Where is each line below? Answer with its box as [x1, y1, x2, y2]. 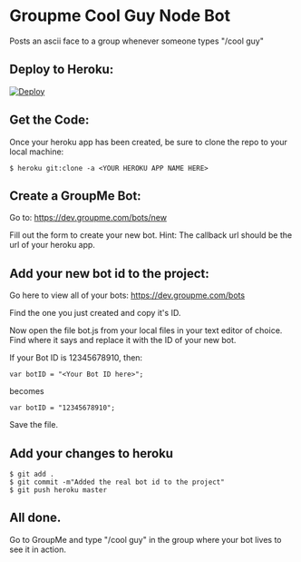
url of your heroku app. [9, 240, 95, 251]
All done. [9, 510, 62, 526]
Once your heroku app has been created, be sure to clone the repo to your [9, 136, 287, 147]
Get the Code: [9, 113, 90, 128]
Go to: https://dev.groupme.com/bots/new [9, 212, 168, 223]
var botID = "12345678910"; [9, 403, 116, 413]
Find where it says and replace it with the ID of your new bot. [9, 335, 237, 346]
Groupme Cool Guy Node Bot [9, 5, 231, 26]
